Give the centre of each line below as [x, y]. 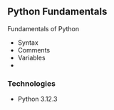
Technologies [31, 83]
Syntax [28, 43]
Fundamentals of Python [43, 28]
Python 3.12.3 [37, 99]
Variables [31, 57]
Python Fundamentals [57, 12]
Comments [34, 50]
